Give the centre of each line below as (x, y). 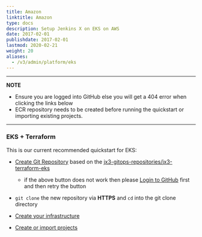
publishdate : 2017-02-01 (37, 40)
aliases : (17, 57)
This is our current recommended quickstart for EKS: (72, 150)
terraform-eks (32, 168)
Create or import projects (46, 227)
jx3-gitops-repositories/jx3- (138, 162)
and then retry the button (55, 186)
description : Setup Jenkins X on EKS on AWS (63, 29)
